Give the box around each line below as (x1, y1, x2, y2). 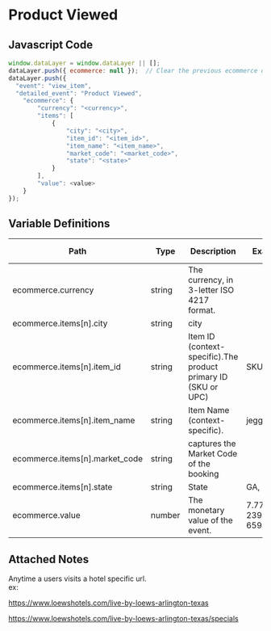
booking (188, 469, 219, 480)
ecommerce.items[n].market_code (12, 453, 144, 465)
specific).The (188, 351, 239, 363)
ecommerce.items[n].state (12, 482, 113, 493)
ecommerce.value (12, 510, 81, 521)
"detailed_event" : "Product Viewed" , (15, 89, 143, 98)
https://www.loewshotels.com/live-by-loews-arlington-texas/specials (8, 614, 240, 624)
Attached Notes (8, 552, 90, 566)
